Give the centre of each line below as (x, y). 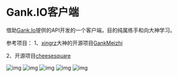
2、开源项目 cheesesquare (39, 55)
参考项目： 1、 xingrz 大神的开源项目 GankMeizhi (64, 43)
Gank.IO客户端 (43, 12)
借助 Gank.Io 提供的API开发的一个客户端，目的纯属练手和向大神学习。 (91, 30)
